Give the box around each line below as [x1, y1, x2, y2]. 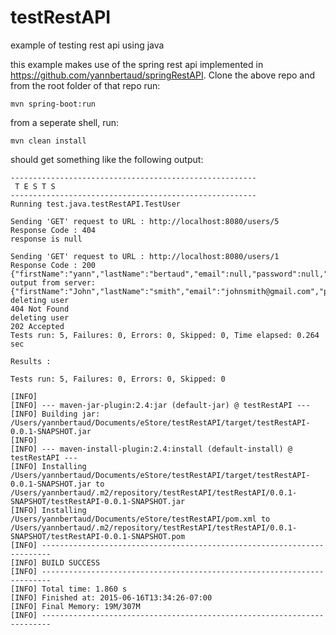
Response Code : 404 [10, 225, 97, 235]
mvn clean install [10, 136, 87, 146]
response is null [10, 234, 83, 244]
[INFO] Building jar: [10, 409, 101, 419]
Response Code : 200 [10, 260, 97, 270]
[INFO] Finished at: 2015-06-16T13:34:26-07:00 [10, 592, 213, 603]
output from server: [10, 277, 97, 288]
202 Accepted [10, 321, 65, 331]
